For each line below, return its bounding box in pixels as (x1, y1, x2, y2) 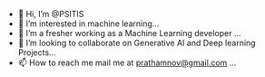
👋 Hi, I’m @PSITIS (17, 9, 84, 19)
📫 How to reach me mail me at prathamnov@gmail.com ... (17, 57, 237, 68)
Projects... (17, 47, 56, 58)
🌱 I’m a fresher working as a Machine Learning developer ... (17, 28, 242, 38)
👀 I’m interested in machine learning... (17, 18, 160, 29)
